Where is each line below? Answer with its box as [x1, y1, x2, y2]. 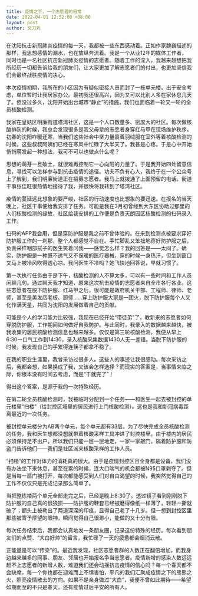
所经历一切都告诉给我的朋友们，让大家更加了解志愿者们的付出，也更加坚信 [6, 64, 187, 71]
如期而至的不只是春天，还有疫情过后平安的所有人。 [6, 584, 130, 591]
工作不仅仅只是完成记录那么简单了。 [6, 480, 94, 487]
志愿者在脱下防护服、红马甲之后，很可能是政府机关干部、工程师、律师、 [11, 287, 187, 294]
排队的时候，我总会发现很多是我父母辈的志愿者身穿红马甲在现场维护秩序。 [11, 126, 192, 133]
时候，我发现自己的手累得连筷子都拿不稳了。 [6, 343, 115, 351]
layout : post [6, 19, 38, 25]
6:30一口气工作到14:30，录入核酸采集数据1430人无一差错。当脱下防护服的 [6, 336, 187, 343]
